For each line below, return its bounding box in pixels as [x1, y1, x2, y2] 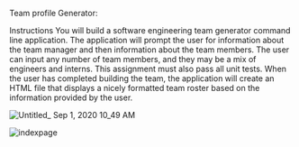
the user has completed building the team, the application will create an [9, 73, 275, 84]
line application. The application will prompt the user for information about [9, 35, 285, 45]
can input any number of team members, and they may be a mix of [9, 54, 257, 64]
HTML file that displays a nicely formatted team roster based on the [9, 83, 260, 93]
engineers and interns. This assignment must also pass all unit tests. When [9, 63, 286, 74]
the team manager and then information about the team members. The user [9, 44, 290, 55]
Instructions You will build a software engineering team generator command [9, 25, 291, 35]
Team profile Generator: [9, 8, 98, 18]
